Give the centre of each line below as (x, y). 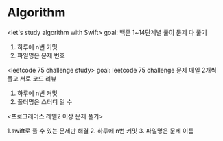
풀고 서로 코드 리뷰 (32, 78)
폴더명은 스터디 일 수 (45, 101)
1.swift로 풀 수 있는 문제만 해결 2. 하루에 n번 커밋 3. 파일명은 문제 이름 (101, 131)
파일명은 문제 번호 (41, 55)
